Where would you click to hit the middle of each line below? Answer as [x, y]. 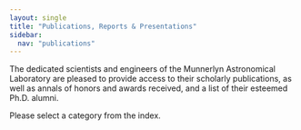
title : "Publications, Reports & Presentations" [103, 26]
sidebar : [26, 35]
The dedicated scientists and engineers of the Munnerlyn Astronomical [142, 69]
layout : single [38, 18]
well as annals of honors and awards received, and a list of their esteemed [149, 88]
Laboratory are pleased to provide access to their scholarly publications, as [151, 79]
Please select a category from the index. [85, 115]
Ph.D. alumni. [34, 98]
